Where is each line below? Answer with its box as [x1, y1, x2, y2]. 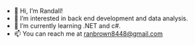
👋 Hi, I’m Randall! [13, 7, 63, 15]
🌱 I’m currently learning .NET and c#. [13, 22, 121, 30]
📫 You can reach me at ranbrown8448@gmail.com [13, 30, 163, 38]
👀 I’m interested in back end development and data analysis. [13, 14, 188, 22]
